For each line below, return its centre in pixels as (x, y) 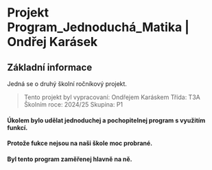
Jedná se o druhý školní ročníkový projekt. (67, 84)
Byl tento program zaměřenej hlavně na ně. (70, 159)
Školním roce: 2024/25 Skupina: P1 (73, 104)
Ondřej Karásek (52, 42)
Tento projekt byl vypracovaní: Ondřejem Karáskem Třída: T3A (112, 97)
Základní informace (50, 67)
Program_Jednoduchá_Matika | (98, 27)
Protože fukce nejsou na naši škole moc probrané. (80, 143)
